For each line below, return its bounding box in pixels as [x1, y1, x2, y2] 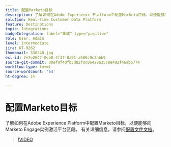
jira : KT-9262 [5, 45, 36, 51]
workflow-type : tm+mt [5, 64, 51, 69]
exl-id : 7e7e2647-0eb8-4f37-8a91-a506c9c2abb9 [5, 55, 106, 60]
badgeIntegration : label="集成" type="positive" [5, 31, 109, 36]
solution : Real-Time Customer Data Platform [5, 17, 101, 22]
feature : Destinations [5, 21, 53, 27]
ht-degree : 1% [5, 74, 36, 79]
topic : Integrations [5, 27, 49, 32]
